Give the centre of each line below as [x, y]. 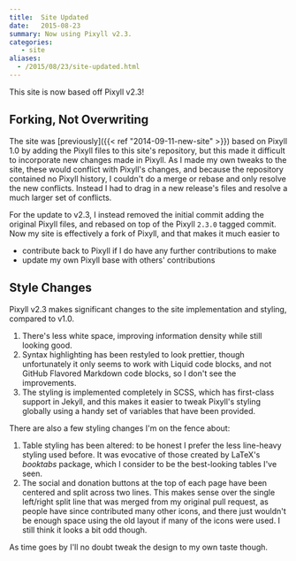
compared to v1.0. [42, 319]
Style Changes [51, 288]
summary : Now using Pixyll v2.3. [71, 34]
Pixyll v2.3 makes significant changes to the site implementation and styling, [148, 309]
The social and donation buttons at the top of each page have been [144, 482]
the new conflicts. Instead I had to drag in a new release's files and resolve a [148, 188]
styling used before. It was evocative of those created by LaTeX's [141, 454]
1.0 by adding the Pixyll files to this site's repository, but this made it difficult [147, 150]
